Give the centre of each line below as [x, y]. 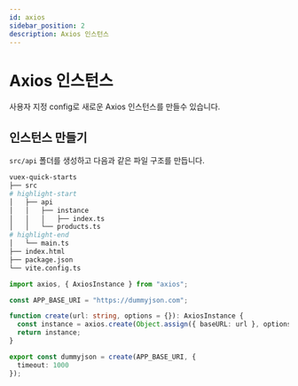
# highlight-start [43, 193]
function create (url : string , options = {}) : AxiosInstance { [126, 316]
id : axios [27, 17]
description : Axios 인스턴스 [59, 34]
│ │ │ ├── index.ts [57, 218]
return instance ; [49, 333]
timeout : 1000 [43, 365]
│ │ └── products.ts [55, 227]
